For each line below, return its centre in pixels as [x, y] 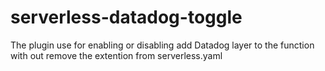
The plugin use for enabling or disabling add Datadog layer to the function [162, 45]
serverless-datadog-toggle [126, 17]
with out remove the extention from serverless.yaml [116, 55]
